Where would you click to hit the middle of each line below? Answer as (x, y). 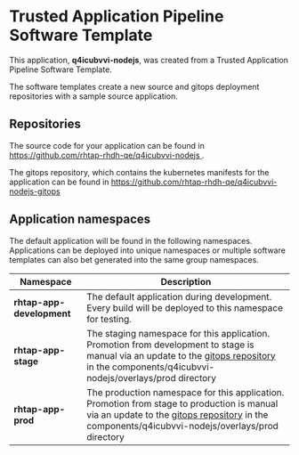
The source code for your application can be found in (107, 145)
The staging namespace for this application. (178, 333)
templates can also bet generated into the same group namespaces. (134, 259)
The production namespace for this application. (185, 392)
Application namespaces (80, 219)
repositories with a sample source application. (93, 96)
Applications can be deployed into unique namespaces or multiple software (148, 250)
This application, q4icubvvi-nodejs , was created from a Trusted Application (149, 60)
